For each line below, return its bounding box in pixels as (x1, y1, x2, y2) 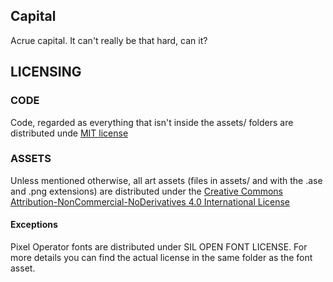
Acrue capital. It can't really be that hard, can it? (10, 34, 208, 46)
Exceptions (10, 219, 58, 231)
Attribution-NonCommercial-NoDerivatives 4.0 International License (10, 195, 291, 208)
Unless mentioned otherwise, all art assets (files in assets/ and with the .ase (10, 174, 323, 186)
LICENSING (10, 64, 82, 81)
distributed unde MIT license (10, 127, 129, 139)
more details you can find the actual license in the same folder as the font (10, 252, 313, 263)
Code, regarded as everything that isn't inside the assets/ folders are (10, 116, 294, 128)
